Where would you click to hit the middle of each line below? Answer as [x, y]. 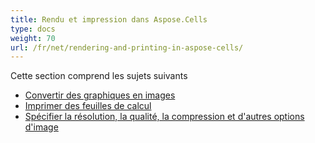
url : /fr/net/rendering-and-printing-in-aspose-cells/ [127, 47]
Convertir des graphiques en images [100, 95]
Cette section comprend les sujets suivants [99, 76]
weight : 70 [33, 38]
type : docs [33, 29]
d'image [41, 127]
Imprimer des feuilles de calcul [88, 106]
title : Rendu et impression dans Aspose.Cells [109, 19]
